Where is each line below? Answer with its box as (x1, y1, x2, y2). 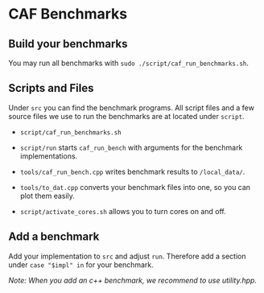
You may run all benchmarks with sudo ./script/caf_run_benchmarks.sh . (8, 58, 250, 68)
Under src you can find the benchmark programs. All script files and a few (8, 102, 255, 113)
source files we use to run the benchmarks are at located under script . (8, 111, 245, 121)
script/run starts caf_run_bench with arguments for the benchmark (19, 142, 243, 152)
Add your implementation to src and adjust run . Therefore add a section (8, 251, 247, 261)
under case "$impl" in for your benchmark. (8, 259, 155, 270)
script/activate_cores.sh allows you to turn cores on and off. (19, 206, 227, 216)
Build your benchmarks (8, 37, 128, 51)
